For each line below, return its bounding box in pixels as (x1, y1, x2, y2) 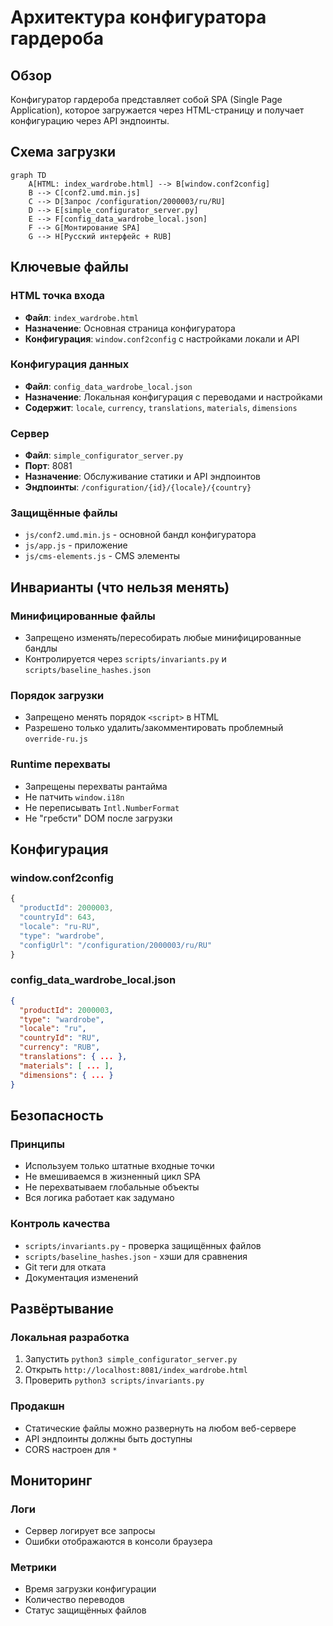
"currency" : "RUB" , (19, 1042, 101, 1053)
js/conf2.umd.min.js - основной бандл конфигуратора (24, 529, 257, 541)
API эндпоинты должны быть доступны (24, 1432, 193, 1445)
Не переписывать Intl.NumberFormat (24, 801, 180, 813)
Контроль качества (10, 1217, 111, 1231)
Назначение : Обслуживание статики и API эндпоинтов (24, 471, 261, 483)
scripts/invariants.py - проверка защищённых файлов (24, 1239, 262, 1251)
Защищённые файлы (10, 506, 118, 520)
